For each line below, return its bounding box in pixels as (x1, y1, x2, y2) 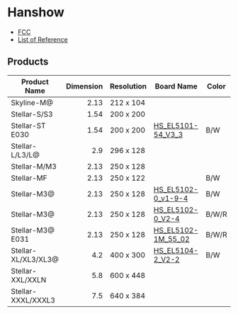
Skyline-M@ (11, 97, 53, 107)
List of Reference (17, 35, 69, 43)
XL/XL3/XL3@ (11, 254, 59, 264)
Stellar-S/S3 (11, 109, 53, 119)
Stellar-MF (11, 173, 47, 183)
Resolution (109, 81, 147, 91)
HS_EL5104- (153, 245, 198, 255)
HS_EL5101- (153, 120, 198, 130)
